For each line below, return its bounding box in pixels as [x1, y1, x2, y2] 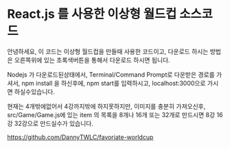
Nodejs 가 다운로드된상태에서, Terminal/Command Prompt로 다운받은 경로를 [7, 70, 215, 79]
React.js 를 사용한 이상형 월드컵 [7, 6, 177, 22]
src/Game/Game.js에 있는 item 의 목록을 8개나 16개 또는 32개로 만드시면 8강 [7, 110, 216, 119]
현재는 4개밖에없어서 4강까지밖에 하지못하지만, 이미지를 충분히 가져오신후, [7, 102, 206, 110]
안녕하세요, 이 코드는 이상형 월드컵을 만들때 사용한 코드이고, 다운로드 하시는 [7, 47, 209, 56]
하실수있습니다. [14, 87, 56, 96]
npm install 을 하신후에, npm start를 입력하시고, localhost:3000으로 [21, 79, 206, 87]
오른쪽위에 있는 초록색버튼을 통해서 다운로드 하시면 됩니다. [14, 56, 170, 64]
